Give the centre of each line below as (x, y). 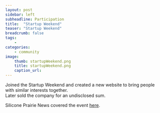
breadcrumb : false (24, 33)
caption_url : (28, 71)
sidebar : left (20, 15)
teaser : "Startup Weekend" (34, 29)
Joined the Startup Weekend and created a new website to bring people (80, 85)
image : (12, 56)
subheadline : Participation (35, 19)
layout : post (19, 10)
